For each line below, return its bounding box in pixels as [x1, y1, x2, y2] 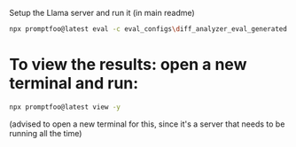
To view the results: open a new [9, 55, 247, 74]
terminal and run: [9, 73, 139, 94]
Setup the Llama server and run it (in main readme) [9, 8, 195, 18]
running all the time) [9, 128, 82, 138]
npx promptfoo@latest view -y [9, 102, 121, 112]
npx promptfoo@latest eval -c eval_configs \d [9, 25, 180, 34]
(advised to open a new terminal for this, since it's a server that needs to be [9, 119, 285, 129]
